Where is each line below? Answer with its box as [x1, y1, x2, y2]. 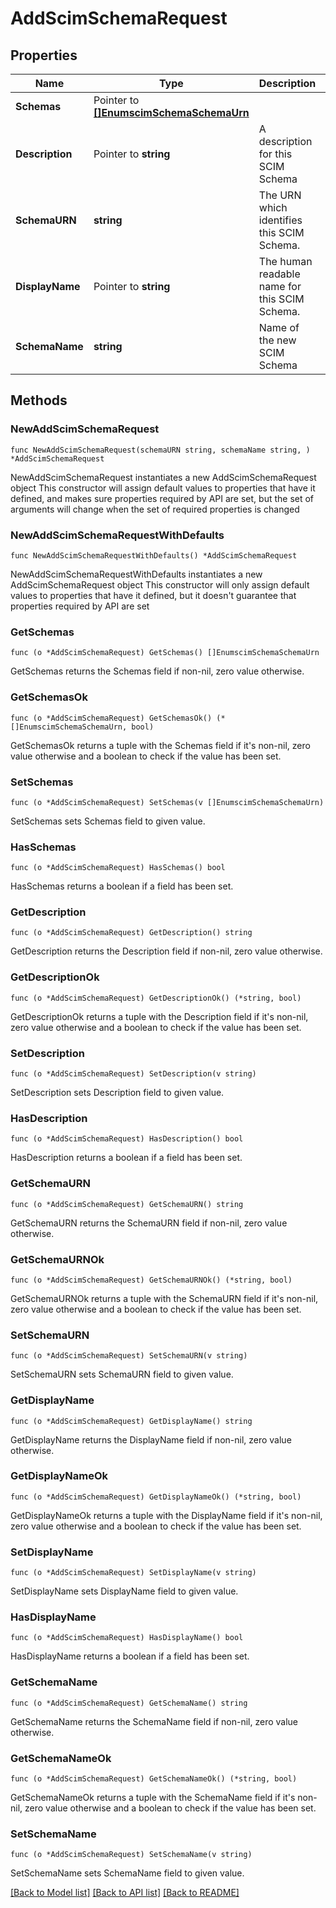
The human [258, 255, 313, 268]
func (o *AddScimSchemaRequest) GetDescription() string [10, 928, 253, 938]
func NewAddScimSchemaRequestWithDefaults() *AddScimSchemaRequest [10, 550, 298, 561]
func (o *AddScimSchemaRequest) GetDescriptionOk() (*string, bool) [10, 993, 302, 1003]
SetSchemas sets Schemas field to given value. [10, 815, 206, 827]
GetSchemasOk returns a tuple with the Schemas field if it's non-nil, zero [10, 739, 311, 751]
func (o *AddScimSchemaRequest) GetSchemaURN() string [10, 1199, 244, 1209]
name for [258, 280, 302, 293]
